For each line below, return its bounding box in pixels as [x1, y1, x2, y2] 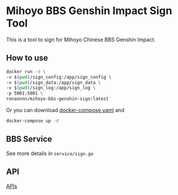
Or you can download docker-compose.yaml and [6, 107, 125, 113]
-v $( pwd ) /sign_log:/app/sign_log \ [6, 85, 96, 91]
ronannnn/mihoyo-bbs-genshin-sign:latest [6, 96, 109, 102]
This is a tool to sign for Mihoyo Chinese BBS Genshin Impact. [6, 36, 156, 43]
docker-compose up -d [6, 118, 59, 124]
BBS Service [6, 134, 52, 144]
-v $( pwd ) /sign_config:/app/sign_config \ [6, 74, 112, 80]
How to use [6, 53, 48, 63]
